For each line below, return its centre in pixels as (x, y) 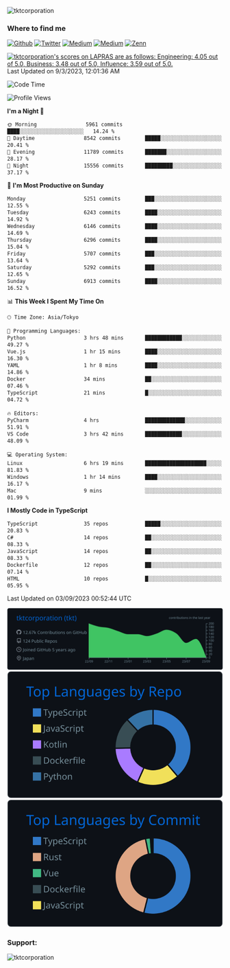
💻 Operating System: (38, 455)
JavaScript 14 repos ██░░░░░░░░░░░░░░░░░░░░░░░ (115, 552)
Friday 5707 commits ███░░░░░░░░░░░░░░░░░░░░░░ (115, 254)
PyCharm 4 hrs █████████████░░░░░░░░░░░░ (115, 420)
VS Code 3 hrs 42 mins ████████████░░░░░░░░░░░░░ (115, 434)
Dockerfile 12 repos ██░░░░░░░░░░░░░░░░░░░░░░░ (115, 565)
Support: (22, 943)
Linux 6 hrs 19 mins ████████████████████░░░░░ (115, 464)
